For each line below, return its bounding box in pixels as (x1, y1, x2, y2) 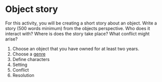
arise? (5, 36, 18, 42)
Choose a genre (12, 51, 46, 57)
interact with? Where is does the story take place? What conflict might (5, 30, 150, 36)
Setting (12, 61, 27, 67)
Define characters (12, 56, 50, 62)
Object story (5, 3, 58, 15)
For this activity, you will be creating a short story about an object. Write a (5, 20, 157, 26)
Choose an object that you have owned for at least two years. (12, 45, 139, 51)
